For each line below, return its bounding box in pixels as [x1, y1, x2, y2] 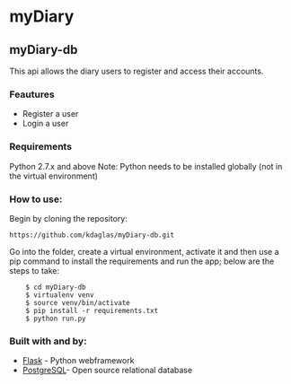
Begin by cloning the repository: [9, 213, 128, 223]
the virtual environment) [9, 170, 99, 181]
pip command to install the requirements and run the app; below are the [9, 256, 275, 266]
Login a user [22, 118, 69, 129]
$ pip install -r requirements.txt [25, 306, 159, 315]
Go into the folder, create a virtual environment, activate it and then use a [9, 246, 280, 257]
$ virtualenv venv [25, 290, 94, 300]
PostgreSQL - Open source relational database [22, 365, 193, 376]
